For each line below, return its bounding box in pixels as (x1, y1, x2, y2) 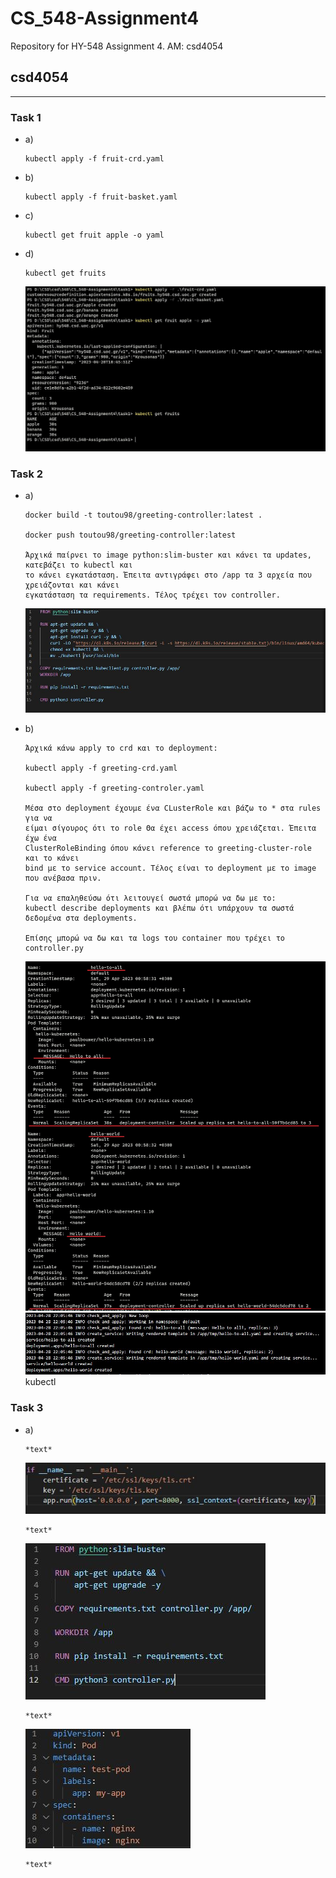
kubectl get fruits (24, 268, 107, 279)
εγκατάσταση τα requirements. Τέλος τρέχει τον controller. (24, 590, 281, 601)
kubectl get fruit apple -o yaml (24, 230, 165, 241)
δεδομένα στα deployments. (24, 913, 138, 924)
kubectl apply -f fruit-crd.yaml (24, 154, 165, 164)
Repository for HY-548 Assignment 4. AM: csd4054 (10, 40, 224, 52)
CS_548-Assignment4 (10, 7, 200, 30)
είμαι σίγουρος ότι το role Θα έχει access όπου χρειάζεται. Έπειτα (24, 823, 317, 834)
